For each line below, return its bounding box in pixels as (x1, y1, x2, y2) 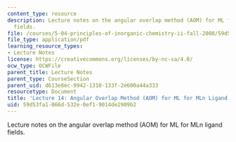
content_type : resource (7, 10, 77, 17)
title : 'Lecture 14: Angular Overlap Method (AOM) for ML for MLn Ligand (7, 95, 228, 102)
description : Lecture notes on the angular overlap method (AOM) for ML (7, 17, 225, 24)
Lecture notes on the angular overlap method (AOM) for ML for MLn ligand (7, 120, 223, 129)
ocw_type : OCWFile (7, 62, 61, 69)
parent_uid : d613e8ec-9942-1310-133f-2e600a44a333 (7, 82, 159, 89)
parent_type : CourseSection (7, 75, 90, 83)
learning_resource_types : (7, 43, 83, 50)
